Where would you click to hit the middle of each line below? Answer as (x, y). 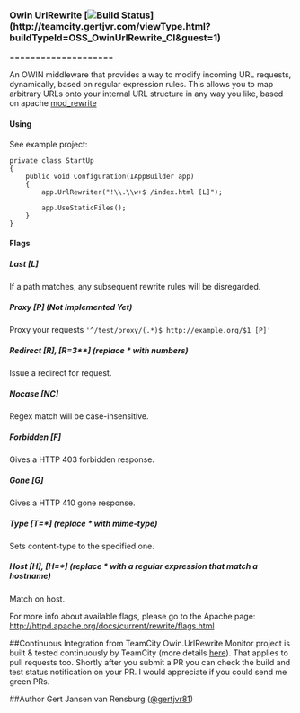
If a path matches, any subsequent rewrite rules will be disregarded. (135, 287)
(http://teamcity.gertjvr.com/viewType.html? (110, 26)
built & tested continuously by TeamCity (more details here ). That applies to (149, 653)
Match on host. (37, 599)
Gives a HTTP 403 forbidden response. (82, 459)
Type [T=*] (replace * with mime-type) (84, 523)
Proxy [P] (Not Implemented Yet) (71, 307)
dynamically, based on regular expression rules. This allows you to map (141, 85)
